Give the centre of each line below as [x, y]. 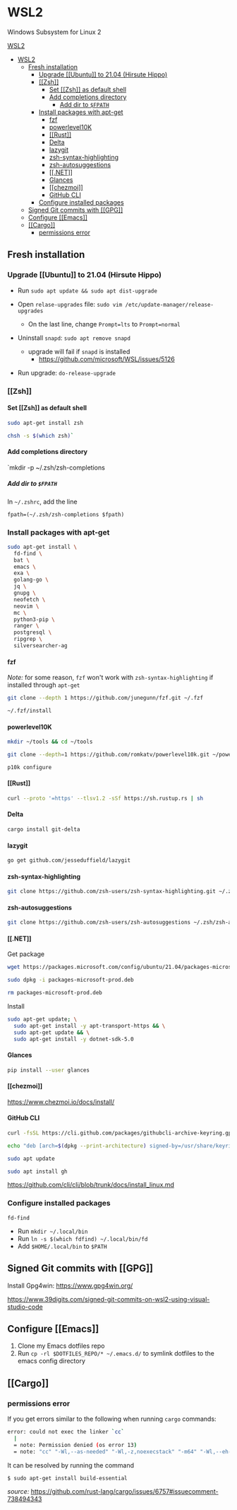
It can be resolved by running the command [71, 1465]
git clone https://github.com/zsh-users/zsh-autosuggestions [99, 923]
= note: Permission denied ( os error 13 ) [75, 1445]
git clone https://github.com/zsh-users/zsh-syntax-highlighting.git [112, 892]
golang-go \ [31, 580]
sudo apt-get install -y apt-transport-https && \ [90, 1026]
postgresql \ [33, 632]
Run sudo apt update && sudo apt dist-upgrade [87, 290]
